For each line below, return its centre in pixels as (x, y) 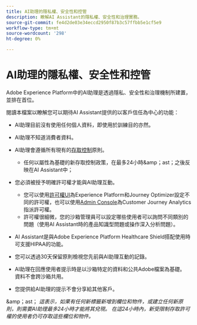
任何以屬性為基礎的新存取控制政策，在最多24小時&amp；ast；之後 (104, 162)
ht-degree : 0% (24, 39)
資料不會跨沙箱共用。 (40, 276)
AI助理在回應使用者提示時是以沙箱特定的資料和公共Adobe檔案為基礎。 (100, 269)
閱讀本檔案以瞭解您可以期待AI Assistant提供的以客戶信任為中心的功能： (93, 112)
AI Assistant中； (54, 170)
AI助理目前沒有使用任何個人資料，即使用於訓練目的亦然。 (84, 125)
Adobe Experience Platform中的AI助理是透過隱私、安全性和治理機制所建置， (98, 92)
